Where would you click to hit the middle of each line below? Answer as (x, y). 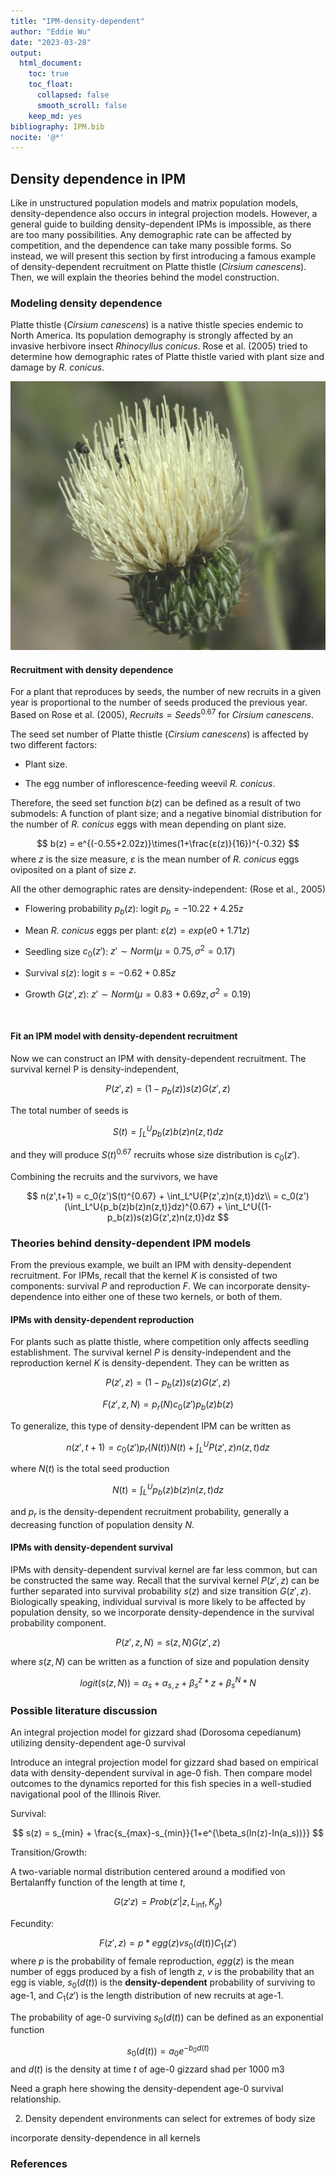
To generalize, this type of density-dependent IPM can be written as (151, 1426)
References (39, 2163)
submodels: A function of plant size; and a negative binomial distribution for (166, 813)
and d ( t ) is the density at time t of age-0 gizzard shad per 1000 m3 (147, 2069)
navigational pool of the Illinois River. (86, 1794)
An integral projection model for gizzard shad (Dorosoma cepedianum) (156, 1732)
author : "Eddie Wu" (51, 31)
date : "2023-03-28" (51, 42)
